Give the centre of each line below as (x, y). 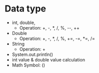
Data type (25, 9)
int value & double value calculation (48, 59)
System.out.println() (32, 54)
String (18, 43)
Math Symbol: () (28, 65)
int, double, (23, 22)
